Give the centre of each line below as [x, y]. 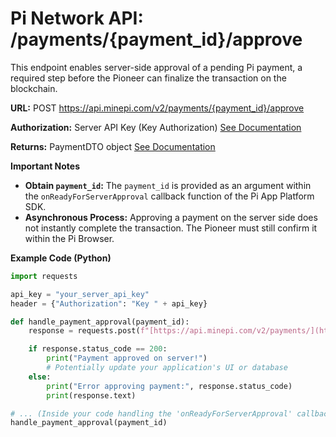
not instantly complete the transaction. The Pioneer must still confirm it [171, 228]
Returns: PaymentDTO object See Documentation [113, 146]
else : [40, 377]
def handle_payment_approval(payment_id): [100, 322]
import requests [44, 276]
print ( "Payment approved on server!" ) [127, 358]
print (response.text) [91, 395]
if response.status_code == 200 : [98, 349]
